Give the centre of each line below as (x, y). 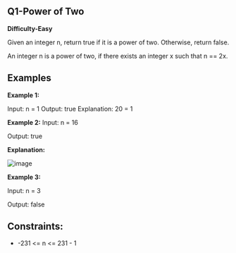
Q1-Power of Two (46, 12)
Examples (29, 78)
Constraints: (35, 227)
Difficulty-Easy (30, 28)
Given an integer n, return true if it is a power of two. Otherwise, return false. (118, 42)
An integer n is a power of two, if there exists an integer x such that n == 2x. (118, 56)
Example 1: (24, 95)
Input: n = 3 (24, 190)
